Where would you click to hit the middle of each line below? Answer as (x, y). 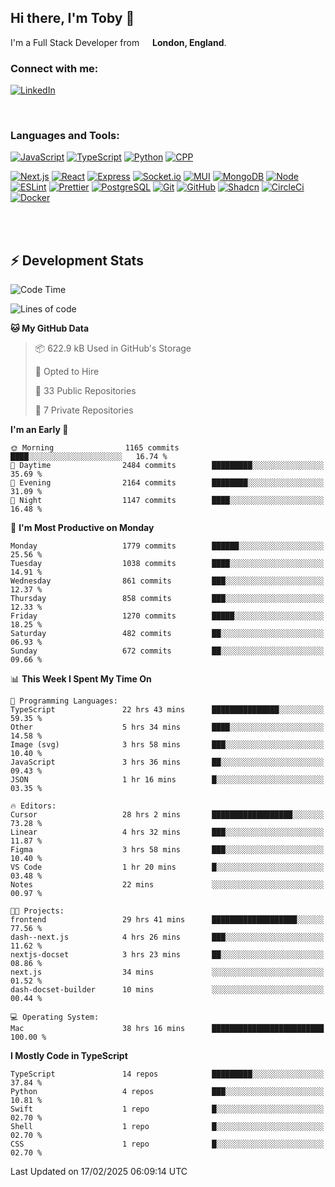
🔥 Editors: (33, 806)
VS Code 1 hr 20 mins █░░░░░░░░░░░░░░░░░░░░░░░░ (167, 867)
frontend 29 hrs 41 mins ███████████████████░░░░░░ (167, 920)
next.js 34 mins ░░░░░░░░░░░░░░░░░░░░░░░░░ (167, 972)
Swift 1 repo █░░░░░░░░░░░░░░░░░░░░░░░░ (167, 1109)
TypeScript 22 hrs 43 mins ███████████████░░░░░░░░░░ (167, 710)
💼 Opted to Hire (67, 372)
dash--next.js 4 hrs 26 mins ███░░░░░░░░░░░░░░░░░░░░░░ (167, 937)
